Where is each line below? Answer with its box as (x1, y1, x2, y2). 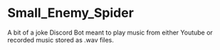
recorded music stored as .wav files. (7, 35, 114, 44)
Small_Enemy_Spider (7, 5, 134, 21)
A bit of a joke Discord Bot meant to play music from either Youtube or (7, 28, 214, 37)
